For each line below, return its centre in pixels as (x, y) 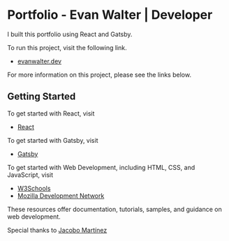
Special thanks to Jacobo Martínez (57, 230)
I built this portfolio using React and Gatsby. (70, 34)
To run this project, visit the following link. (67, 47)
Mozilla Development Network (61, 196)
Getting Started (42, 96)
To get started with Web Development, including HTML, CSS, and (101, 167)
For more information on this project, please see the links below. (99, 75)
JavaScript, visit (30, 175)
